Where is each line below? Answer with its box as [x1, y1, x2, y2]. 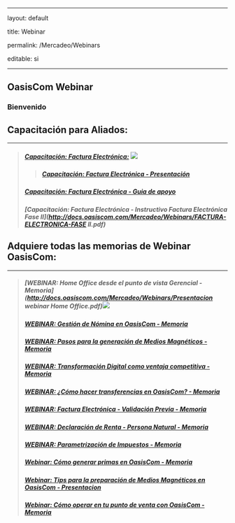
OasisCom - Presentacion [24, 483, 101, 492]
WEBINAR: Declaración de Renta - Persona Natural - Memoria [24, 422, 208, 431]
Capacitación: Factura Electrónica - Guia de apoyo [24, 187, 176, 196]
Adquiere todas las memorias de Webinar [7, 241, 191, 252]
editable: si [7, 55, 39, 63]
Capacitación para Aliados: [7, 124, 128, 136]
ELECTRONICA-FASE [24, 220, 87, 228]
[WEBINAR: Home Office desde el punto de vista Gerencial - [24, 279, 203, 287]
